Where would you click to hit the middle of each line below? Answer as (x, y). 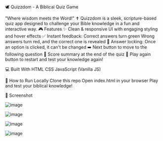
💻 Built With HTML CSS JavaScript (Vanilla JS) (53, 69)
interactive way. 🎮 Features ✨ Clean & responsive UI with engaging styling (81, 29)
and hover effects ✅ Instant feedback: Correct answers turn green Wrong (80, 36)
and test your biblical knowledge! (39, 86)
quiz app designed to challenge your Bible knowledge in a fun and (72, 23)
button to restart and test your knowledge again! (54, 59)
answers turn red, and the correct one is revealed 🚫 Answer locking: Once (81, 42)
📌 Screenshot (19, 95)
